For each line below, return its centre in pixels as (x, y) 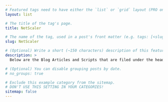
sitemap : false (21, 92)
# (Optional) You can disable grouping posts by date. (63, 69)
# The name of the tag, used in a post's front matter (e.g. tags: (77, 37)
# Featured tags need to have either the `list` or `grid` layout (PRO (81, 10)
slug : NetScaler (22, 42)
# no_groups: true (24, 73)
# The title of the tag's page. (39, 23)
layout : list (19, 14)
